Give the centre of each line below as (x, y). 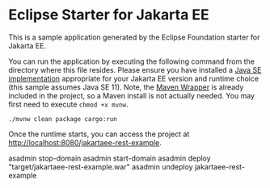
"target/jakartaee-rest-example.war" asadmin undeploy (101, 166)
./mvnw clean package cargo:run (63, 119)
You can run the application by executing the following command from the (131, 61)
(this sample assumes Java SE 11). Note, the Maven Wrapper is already (126, 87)
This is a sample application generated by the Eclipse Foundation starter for (134, 37)
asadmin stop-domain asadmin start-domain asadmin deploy (110, 158)
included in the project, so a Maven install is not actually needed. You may (132, 95)
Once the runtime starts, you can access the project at (99, 134)
